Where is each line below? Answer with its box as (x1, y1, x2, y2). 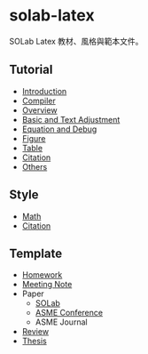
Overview (21, 104, 58, 116)
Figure (21, 133, 46, 143)
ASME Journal (35, 317, 88, 327)
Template (9, 245, 63, 261)
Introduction (21, 85, 67, 96)
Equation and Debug (21, 124, 97, 134)
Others (21, 161, 48, 172)
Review (21, 326, 50, 337)
